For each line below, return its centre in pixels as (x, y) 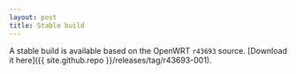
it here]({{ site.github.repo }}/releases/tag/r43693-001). (110, 60)
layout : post (33, 17)
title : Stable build (47, 26)
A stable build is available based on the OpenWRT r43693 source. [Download (148, 50)
